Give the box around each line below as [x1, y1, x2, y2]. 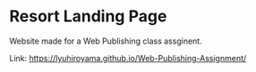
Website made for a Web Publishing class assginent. [9, 36, 203, 46]
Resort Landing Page [9, 6, 167, 27]
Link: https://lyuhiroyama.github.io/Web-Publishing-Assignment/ [9, 52, 247, 63]
